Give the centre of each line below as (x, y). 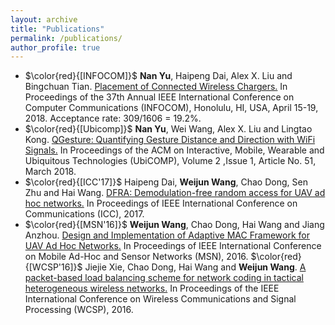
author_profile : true (55, 47)
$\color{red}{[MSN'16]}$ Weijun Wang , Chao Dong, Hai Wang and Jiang (174, 225)
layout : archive (44, 19)
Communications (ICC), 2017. (84, 214)
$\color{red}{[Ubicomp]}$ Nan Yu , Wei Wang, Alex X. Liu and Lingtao (168, 129)
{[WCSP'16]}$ (53, 267)
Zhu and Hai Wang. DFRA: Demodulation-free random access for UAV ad (175, 193)
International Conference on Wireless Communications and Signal (160, 299)
